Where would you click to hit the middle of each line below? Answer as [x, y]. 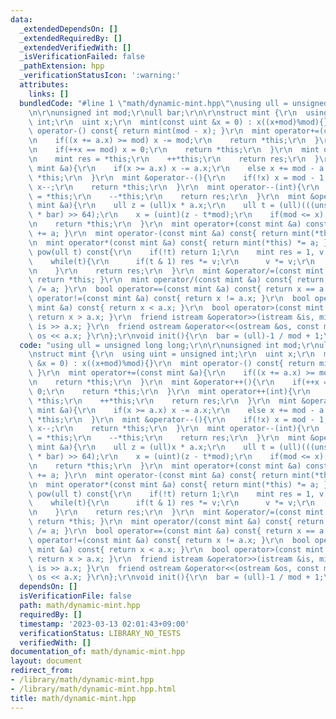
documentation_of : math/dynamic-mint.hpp [98, 652]
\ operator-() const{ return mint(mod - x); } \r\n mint [149, 131]
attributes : [44, 85]
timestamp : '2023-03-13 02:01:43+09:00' [104, 624]
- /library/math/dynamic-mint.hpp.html [93, 689]
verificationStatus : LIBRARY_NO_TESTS [100, 633]
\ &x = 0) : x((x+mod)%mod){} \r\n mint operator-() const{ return [171, 364]
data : [21, 19]
